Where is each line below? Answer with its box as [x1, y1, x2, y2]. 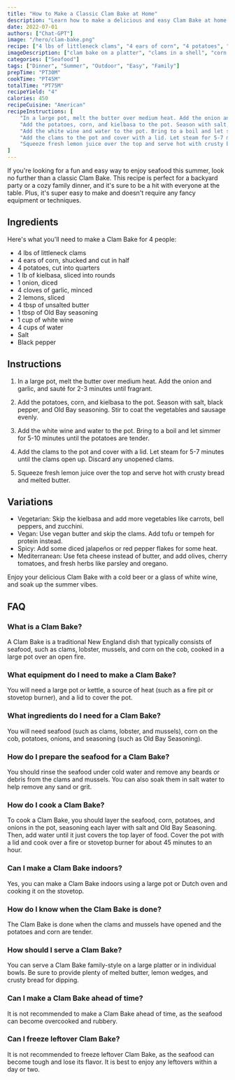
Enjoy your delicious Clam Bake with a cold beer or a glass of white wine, [7, 573, 218, 582]
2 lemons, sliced [17, 293, 65, 301]
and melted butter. [17, 476, 71, 484]
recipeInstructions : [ [7, 108, 73, 115]
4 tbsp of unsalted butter [17, 301, 90, 309]
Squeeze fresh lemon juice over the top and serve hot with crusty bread [17, 468, 225, 477]
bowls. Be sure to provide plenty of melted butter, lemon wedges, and [7, 969, 208, 977]
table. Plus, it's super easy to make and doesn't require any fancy [7, 189, 196, 197]
